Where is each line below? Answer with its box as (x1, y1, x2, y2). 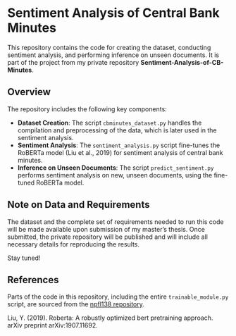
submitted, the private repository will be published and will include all (7, 232, 208, 241)
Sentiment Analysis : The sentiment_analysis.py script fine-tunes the (17, 141, 221, 149)
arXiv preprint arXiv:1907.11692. (7, 321, 99, 330)
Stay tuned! (7, 254, 41, 262)
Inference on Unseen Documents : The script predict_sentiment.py (17, 163, 214, 172)
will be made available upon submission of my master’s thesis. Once (7, 225, 206, 233)
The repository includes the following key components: (7, 104, 167, 113)
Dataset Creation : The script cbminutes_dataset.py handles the (17, 118, 202, 127)
